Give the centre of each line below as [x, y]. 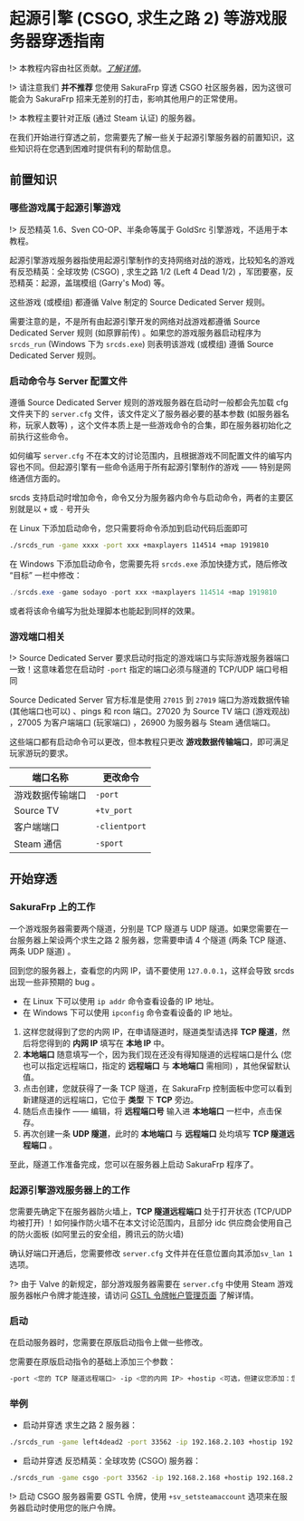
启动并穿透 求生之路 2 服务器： [80, 1425]
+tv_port [114, 810]
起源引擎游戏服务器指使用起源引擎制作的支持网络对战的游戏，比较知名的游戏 [152, 260]
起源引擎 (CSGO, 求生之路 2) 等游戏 [140, 19]
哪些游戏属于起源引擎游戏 [65, 208]
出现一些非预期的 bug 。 [55, 982]
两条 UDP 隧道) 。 [43, 951]
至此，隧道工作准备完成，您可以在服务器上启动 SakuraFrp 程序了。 [134, 1164]
